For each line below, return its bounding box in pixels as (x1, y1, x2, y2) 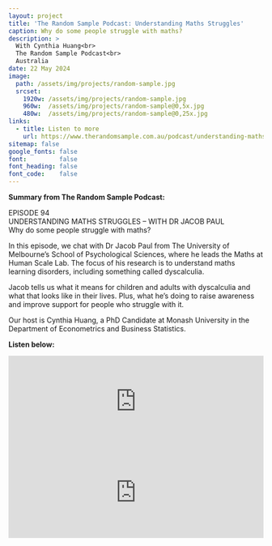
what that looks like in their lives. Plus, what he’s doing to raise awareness (8, 291, 255, 301)
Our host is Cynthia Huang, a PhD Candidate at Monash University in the (8, 315, 249, 325)
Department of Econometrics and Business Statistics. (8, 324, 186, 333)
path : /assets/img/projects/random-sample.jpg (15, 79, 176, 87)
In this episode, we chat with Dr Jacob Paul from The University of (8, 241, 230, 250)
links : (8, 117, 31, 126)
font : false (8, 155, 79, 163)
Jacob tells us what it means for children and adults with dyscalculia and (8, 283, 251, 292)
